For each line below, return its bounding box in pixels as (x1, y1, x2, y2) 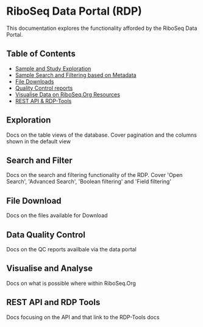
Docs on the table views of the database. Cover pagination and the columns (6, 131, 197, 138)
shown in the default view (6, 137, 71, 145)
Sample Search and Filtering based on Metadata (15, 71, 137, 79)
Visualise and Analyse (6, 264, 93, 274)
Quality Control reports (15, 84, 73, 92)
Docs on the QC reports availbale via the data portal (6, 246, 137, 253)
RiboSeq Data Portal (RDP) (6, 4, 142, 18)
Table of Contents (6, 49, 76, 59)
